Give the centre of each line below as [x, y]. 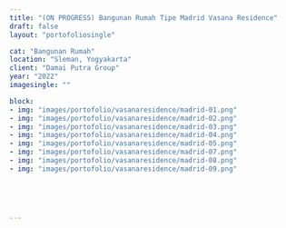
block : [22, 101]
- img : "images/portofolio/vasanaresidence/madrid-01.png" [123, 110]
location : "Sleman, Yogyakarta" [70, 60]
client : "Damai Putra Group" [64, 68]
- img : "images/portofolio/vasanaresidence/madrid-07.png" [123, 152]
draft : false [34, 26]
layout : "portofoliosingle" [63, 35]
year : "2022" [34, 77]
